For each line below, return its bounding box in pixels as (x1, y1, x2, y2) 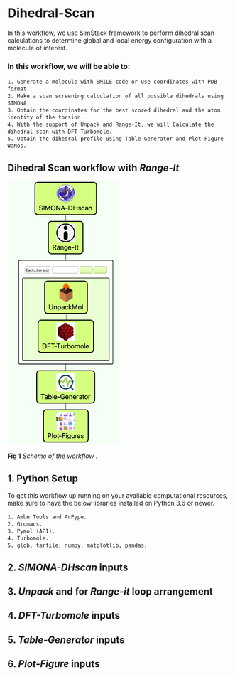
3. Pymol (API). (7, 528, 55, 535)
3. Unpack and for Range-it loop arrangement (7, 585, 213, 597)
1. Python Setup (7, 472, 79, 484)
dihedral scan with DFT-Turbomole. (7, 128, 113, 136)
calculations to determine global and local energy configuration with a (7, 36, 212, 44)
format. (7, 85, 31, 93)
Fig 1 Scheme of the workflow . (7, 452, 98, 460)
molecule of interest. (7, 43, 67, 52)
